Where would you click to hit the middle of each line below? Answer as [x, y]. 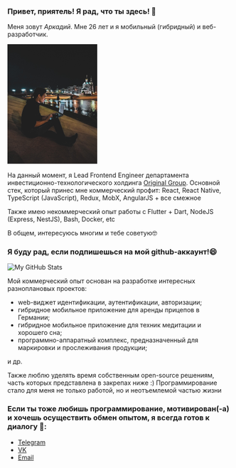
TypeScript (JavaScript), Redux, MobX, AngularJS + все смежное [104, 198]
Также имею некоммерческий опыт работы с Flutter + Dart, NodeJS [111, 212]
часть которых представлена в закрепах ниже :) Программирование [113, 383]
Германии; [34, 318]
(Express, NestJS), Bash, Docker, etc [61, 219]
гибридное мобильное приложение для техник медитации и [109, 325]
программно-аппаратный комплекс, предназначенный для [108, 340]
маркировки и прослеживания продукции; [82, 348]
